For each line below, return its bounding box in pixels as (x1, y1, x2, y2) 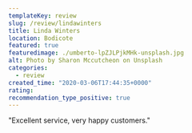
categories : (8, 64, 48, 72)
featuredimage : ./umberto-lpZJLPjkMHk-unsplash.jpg (8, 49, 184, 57)
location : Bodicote (8, 34, 74, 42)
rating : (8, 86, 34, 95)
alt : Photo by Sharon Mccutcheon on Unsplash (8, 57, 162, 65)
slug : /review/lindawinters (8, 19, 102, 27)
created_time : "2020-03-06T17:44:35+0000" (8, 79, 152, 87)
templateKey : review (8, 11, 78, 20)
